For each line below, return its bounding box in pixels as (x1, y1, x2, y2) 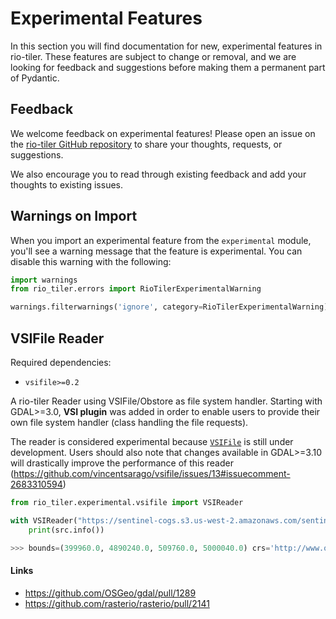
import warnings (10, 275, 78, 285)
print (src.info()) (28, 525, 105, 535)
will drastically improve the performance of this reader (10, 457, 234, 469)
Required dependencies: (10, 357, 112, 368)
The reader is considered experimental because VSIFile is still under (10, 436, 294, 447)
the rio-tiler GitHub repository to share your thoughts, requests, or (10, 138, 283, 150)
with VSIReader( (10, 515, 78, 526)
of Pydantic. (10, 72, 60, 84)
